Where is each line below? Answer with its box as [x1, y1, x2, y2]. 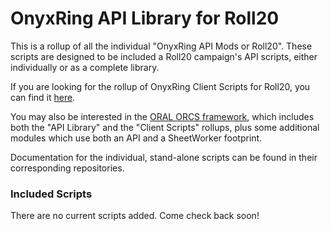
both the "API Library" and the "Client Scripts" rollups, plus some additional [10, 121, 320, 133]
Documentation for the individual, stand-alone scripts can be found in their [10, 151, 318, 163]
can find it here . [10, 91, 76, 103]
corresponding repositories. [10, 162, 125, 174]
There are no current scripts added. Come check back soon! [10, 210, 260, 222]
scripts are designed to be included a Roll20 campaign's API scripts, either [10, 50, 318, 62]
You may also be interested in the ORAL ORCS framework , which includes [10, 110, 315, 122]
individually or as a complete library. [10, 61, 160, 73]
